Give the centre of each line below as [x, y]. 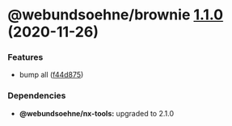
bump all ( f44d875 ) [51, 75]
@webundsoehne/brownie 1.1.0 [116, 15]
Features [25, 57]
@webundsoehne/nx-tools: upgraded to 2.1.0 [97, 113]
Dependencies [37, 96]
